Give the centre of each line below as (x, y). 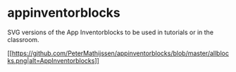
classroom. (24, 39)
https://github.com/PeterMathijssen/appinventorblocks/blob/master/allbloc (120, 53)
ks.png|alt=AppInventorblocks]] (54, 60)
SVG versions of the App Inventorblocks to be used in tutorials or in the (110, 32)
